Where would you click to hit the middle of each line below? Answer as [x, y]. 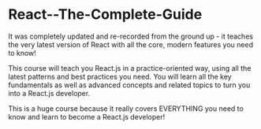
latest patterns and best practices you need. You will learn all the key [120, 76]
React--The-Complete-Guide [105, 15]
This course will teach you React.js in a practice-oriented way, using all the [130, 68]
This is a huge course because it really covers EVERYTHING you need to [126, 109]
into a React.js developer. [49, 93]
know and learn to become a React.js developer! [87, 116]
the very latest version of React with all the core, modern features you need [131, 44]
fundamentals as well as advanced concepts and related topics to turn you [129, 85]
